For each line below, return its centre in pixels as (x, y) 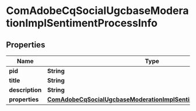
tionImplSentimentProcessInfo (82, 23)
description (25, 90)
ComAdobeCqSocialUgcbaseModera (97, 11)
